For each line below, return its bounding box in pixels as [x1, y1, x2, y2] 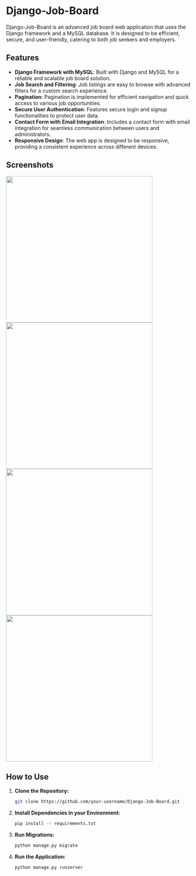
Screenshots [6, 160, 54, 170]
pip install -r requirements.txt [14, 821, 97, 827]
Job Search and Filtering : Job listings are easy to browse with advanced [14, 81, 191, 88]
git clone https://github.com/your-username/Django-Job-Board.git [14, 799, 180, 805]
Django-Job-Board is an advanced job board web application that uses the [6, 23, 186, 30]
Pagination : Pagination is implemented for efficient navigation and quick [14, 93, 189, 100]
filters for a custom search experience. [14, 87, 108, 94]
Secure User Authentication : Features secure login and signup [14, 105, 167, 112]
